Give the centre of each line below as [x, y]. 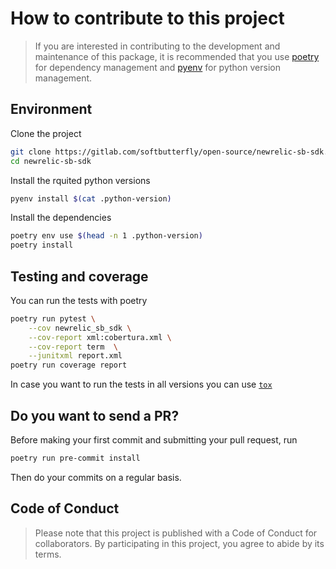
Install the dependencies [61, 218]
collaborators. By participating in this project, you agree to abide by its [179, 543]
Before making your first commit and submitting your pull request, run [154, 440]
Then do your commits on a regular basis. [96, 477]
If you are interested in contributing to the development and [157, 46]
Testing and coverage [79, 276]
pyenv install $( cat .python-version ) [91, 198]
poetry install [42, 245]
